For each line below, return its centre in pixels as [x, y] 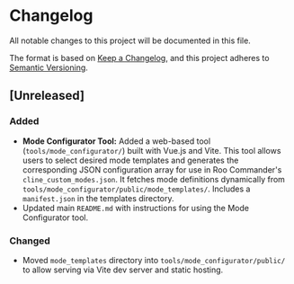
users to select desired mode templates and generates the [130, 160]
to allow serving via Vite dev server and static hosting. [123, 270]
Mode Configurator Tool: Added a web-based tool [116, 141]
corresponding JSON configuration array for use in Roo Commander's [152, 169]
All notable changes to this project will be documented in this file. [130, 40]
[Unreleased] [47, 96]
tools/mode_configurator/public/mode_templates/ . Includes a [136, 189]
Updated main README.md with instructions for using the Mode [136, 208]
